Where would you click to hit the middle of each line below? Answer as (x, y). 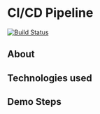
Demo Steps (34, 102)
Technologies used (50, 78)
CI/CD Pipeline (50, 13)
